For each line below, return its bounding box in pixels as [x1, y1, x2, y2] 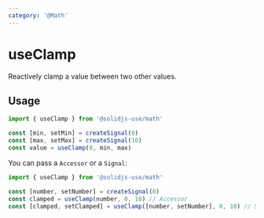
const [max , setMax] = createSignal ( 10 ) [8, 137, 143, 145]
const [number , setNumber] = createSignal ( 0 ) [8, 187, 159, 195]
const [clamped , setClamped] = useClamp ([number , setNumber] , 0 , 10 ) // [8, 202, 251, 210]
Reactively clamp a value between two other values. [8, 72, 177, 81]
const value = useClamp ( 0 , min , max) [8, 144, 132, 152]
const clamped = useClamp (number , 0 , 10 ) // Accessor [8, 194, 189, 203]
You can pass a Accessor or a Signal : [8, 158, 127, 168]
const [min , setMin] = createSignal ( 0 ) [8, 129, 139, 138]
